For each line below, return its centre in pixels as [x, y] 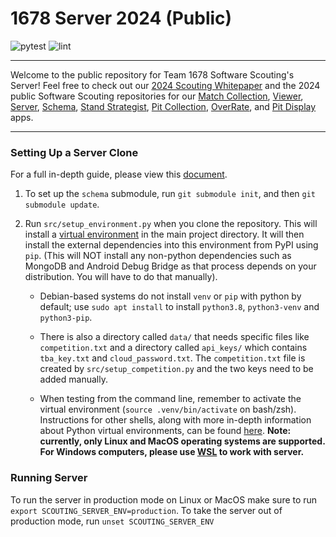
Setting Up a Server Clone [74, 152]
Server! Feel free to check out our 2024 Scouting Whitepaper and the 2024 [165, 85]
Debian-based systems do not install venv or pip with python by [170, 296]
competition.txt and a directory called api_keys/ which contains [173, 348]
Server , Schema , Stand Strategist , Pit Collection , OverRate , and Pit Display [163, 106]
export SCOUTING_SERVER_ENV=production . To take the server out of [146, 510]
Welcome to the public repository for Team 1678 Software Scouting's [152, 74]
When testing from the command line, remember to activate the [170, 399]
